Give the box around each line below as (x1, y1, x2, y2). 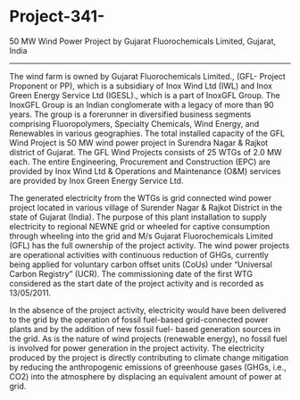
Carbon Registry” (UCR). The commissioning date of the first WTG (9, 268, 253, 279)
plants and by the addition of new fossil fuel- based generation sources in (9, 323, 281, 334)
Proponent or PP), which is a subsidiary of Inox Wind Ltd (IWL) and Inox (9, 80, 272, 91)
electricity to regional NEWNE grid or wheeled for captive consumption (9, 221, 271, 231)
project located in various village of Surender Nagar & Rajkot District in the (9, 202, 283, 212)
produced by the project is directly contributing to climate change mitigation (9, 352, 289, 362)
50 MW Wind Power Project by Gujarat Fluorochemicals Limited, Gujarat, (9, 36, 277, 46)
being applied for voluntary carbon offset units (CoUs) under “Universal (9, 259, 272, 270)
